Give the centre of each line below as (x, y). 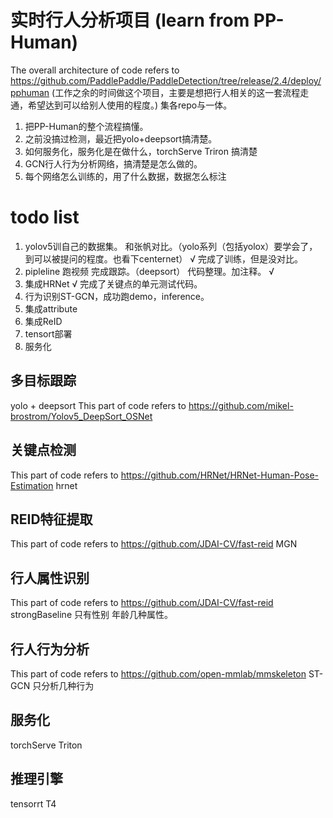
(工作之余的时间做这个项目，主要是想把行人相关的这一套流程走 (180, 92)
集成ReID (43, 321)
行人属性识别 (50, 577)
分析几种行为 (68, 685)
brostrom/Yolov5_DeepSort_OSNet (81, 416)
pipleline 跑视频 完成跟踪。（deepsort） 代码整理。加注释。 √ (149, 271)
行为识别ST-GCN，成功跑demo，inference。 (117, 296)
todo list (45, 217)
